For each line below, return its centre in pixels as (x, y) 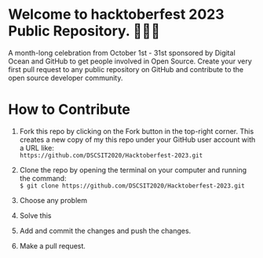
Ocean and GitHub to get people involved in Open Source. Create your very (130, 61)
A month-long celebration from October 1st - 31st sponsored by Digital (122, 53)
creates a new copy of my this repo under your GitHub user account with (137, 140)
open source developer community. (66, 78)
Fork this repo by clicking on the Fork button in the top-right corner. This (137, 131)
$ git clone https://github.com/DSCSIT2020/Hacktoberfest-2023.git (132, 186)
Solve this (35, 215)
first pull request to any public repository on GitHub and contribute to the (126, 69)
